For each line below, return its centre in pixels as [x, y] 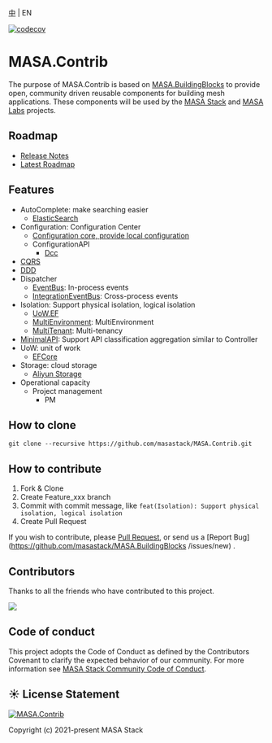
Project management [67, 391]
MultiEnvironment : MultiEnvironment [93, 321]
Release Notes [44, 155]
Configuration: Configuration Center [80, 226]
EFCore [45, 356]
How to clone [42, 425]
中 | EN [20, 13]
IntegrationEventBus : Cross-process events [105, 295]
